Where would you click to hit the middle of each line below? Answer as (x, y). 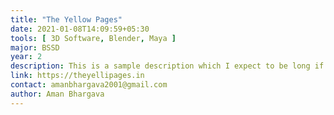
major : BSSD (35, 47)
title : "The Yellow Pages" (66, 19)
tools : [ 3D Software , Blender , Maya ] (93, 38)
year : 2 (26, 57)
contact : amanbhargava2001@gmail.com (89, 85)
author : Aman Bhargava (57, 94)
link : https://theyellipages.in (77, 76)
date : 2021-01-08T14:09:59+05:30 (80, 29)
